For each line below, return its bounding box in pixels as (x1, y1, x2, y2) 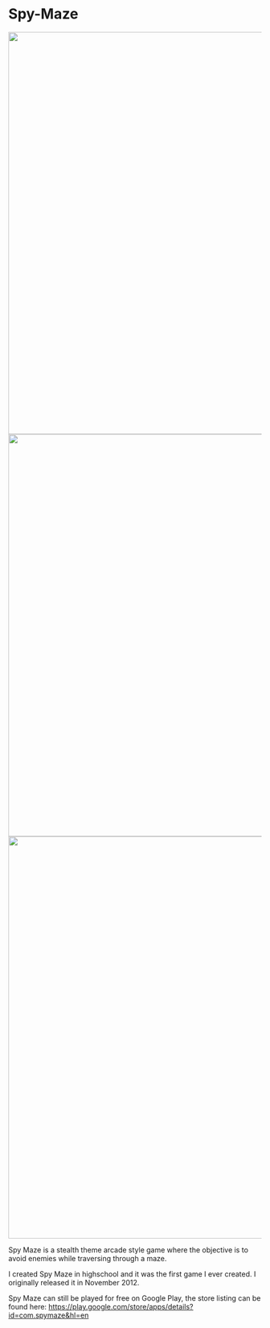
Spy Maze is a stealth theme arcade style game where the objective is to (8, 1244, 249, 1255)
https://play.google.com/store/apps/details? (47, 1301, 194, 1311)
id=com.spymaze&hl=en (8, 1310, 89, 1320)
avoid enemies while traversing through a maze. (8, 1253, 167, 1263)
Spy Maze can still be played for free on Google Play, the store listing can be (8, 1293, 261, 1303)
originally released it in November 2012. (8, 1277, 140, 1287)
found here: (8, 1301, 47, 1311)
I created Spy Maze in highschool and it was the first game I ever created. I (8, 1268, 256, 1279)
